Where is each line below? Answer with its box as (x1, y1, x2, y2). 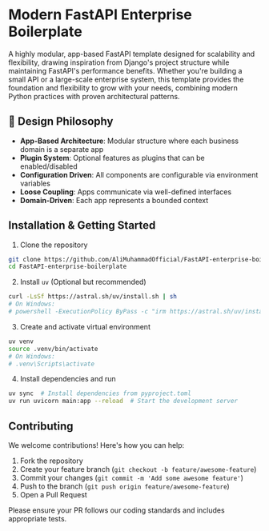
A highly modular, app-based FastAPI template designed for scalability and (8, 49, 255, 58)
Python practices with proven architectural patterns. (8, 91, 180, 101)
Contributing (8, 419, 74, 433)
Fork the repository (19, 456, 84, 465)
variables (19, 178, 50, 188)
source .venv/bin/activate (8, 345, 98, 353)
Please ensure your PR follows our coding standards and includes (8, 505, 226, 515)
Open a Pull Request (19, 490, 88, 499)
